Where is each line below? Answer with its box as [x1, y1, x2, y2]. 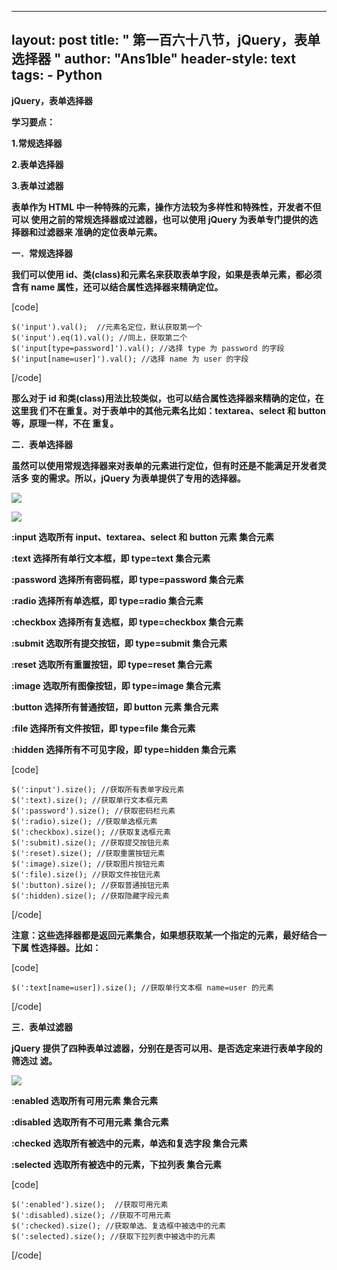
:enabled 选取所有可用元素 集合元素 [11, 1094, 159, 1106]
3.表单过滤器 [11, 179, 64, 191]
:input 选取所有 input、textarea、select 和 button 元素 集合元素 [11, 531, 275, 543]
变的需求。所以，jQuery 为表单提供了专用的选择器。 [30, 472, 246, 484]
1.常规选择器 [11, 137, 63, 149]
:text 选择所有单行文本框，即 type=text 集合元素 [11, 552, 211, 564]
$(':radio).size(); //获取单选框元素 [11, 816, 158, 826]
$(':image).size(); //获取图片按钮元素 [11, 859, 166, 869]
